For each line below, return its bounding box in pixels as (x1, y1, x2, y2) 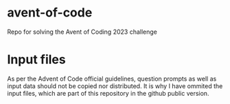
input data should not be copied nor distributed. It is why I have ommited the (7, 81, 223, 90)
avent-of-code (7, 5, 93, 21)
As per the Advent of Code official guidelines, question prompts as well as (7, 74, 217, 83)
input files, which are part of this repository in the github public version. (7, 89, 209, 97)
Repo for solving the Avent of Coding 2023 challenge (7, 28, 158, 36)
